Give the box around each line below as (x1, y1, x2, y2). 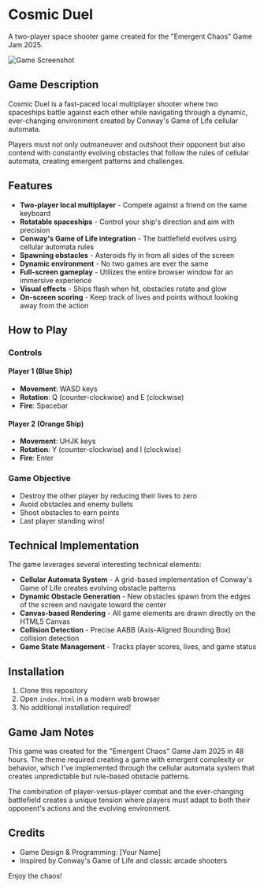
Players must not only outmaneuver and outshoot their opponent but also (8, 140, 246, 149)
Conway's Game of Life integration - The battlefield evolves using (19, 233, 237, 243)
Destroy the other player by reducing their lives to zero (19, 491, 197, 500)
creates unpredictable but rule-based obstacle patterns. (8, 771, 191, 782)
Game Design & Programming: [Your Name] (19, 847, 162, 856)
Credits (8, 826, 46, 840)
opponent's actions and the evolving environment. (8, 804, 172, 813)
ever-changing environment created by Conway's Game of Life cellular (8, 116, 239, 125)
